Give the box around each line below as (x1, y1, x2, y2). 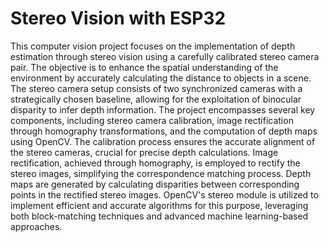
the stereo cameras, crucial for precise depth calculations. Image (10, 146, 279, 158)
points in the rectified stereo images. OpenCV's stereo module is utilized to (10, 188, 319, 201)
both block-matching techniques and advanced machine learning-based (10, 210, 309, 222)
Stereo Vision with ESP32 (10, 7, 227, 30)
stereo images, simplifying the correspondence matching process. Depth (10, 167, 312, 179)
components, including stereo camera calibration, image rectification (10, 114, 294, 126)
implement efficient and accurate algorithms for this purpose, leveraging (10, 199, 309, 211)
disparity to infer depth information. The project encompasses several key (10, 103, 316, 116)
